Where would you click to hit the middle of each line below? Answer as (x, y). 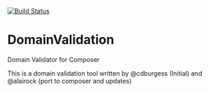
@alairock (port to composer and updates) (70, 81)
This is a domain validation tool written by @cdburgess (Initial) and (105, 73)
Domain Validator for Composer (54, 59)
